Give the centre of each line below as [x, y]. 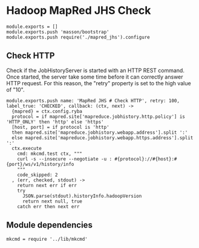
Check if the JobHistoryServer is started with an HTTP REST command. [95, 70]
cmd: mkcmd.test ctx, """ [50, 154]
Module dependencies [49, 225]
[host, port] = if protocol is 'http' [61, 127]
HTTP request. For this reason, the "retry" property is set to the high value [99, 83]
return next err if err [47, 185]
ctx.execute [27, 148]
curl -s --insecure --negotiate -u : [65, 159]
